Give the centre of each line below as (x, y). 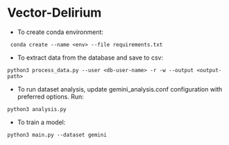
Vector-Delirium (54, 13)
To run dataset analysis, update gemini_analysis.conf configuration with (120, 89)
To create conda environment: (60, 32)
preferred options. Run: (51, 96)
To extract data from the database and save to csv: (90, 58)
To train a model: (41, 122)
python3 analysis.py (37, 109)
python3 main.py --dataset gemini (57, 135)
